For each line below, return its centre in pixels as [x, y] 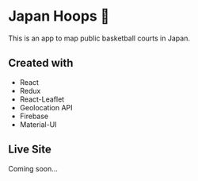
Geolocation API [46, 107]
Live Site [30, 150]
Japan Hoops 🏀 [59, 16]
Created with [41, 63]
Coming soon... [33, 168]
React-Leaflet [42, 99]
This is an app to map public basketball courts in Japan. [99, 38]
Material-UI [38, 124]
